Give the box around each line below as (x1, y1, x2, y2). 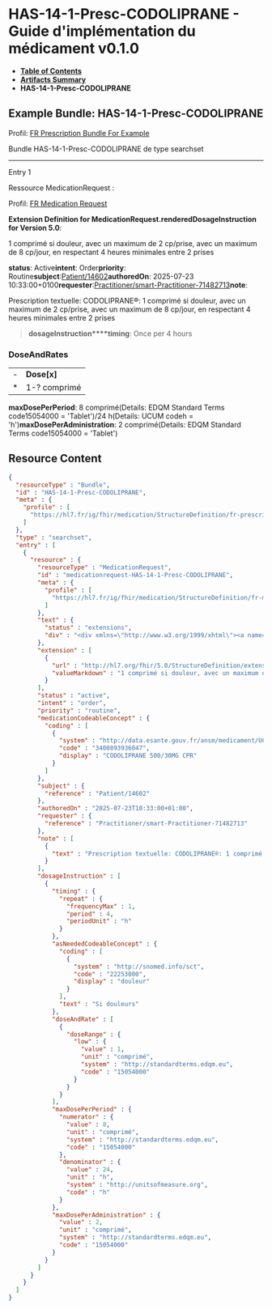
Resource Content (8, 452, 102, 465)
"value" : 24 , (66, 1166, 114, 1174)
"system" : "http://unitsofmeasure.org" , (66, 1181, 208, 1189)
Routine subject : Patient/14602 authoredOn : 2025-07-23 (8, 271, 194, 281)
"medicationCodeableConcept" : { (37, 714, 151, 722)
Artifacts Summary (19, 74, 87, 84)
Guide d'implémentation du (8, 22, 196, 40)
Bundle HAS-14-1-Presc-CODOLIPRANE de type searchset (8, 143, 204, 154)
